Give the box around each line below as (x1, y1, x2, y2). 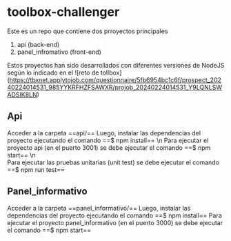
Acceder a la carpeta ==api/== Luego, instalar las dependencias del (7, 128, 201, 137)
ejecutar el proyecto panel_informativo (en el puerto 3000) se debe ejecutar (7, 218, 223, 226)
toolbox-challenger (7, 4, 120, 20)
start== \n (7, 151, 36, 159)
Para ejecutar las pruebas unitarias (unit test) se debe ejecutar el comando (7, 158, 219, 166)
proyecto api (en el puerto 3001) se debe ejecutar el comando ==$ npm (7, 143, 211, 152)
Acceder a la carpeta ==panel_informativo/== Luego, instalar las (7, 204, 191, 212)
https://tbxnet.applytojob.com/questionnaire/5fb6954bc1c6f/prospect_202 (9, 75, 222, 84)
